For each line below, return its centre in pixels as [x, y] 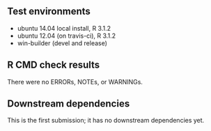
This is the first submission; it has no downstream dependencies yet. [106, 121]
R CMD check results [54, 65]
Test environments [49, 11]
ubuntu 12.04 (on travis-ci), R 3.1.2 [67, 36]
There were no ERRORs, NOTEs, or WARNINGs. [75, 82]
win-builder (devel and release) [62, 43]
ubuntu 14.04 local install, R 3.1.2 [64, 28]
